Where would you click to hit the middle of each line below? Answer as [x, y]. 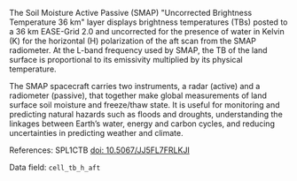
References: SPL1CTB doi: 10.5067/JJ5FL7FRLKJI [100, 150]
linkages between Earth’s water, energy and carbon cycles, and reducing [142, 124]
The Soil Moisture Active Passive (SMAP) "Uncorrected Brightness [131, 13]
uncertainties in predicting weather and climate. [96, 133]
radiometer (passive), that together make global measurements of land [138, 95]
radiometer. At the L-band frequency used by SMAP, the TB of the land [138, 50]
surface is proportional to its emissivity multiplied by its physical [126, 60]
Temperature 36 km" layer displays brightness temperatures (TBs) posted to [148, 22]
